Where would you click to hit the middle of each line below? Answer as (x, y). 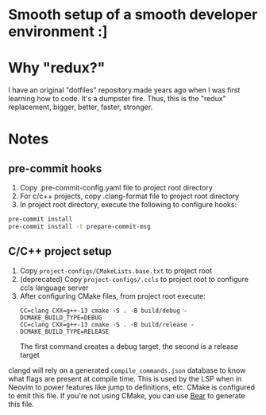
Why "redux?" (57, 68)
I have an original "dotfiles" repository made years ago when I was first (124, 90)
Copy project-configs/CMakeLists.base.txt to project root (116, 270)
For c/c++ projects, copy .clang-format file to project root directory (129, 196)
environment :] (58, 31)
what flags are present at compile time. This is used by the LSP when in (125, 378)
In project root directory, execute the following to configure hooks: (128, 205)
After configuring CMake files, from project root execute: (112, 296)
